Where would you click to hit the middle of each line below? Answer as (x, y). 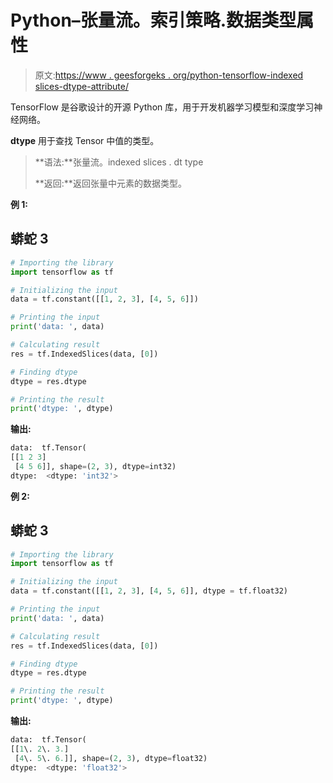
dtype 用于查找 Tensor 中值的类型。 (85, 140)
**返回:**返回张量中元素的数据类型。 (110, 183)
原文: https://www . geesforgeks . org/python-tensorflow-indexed (169, 75)
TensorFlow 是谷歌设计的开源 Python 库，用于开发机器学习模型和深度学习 (162, 107)
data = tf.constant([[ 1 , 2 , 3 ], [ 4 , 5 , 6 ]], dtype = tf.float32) (149, 591)
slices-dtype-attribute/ (81, 86)
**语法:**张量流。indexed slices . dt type (119, 162)
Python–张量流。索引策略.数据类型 (153, 20)
